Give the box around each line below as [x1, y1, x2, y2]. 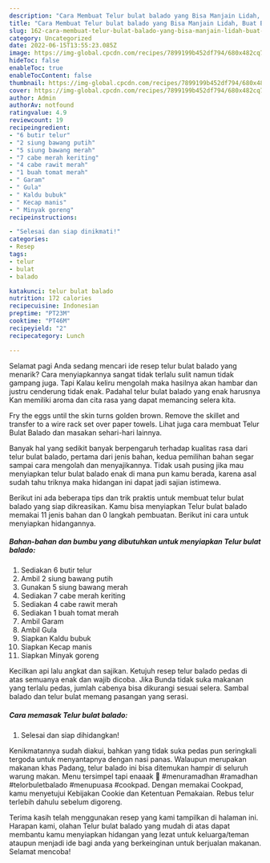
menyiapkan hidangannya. [9, 519, 96, 528]
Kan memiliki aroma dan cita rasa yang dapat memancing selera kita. [9, 395, 236, 405]
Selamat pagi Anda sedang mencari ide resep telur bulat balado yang [9, 360, 237, 370]
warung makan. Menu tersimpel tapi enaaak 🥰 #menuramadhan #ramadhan [9, 771, 259, 781]
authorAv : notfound [9, 101, 75, 109]
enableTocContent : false [9, 71, 92, 79]
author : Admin [9, 94, 57, 102]
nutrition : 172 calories [9, 295, 92, 303]
